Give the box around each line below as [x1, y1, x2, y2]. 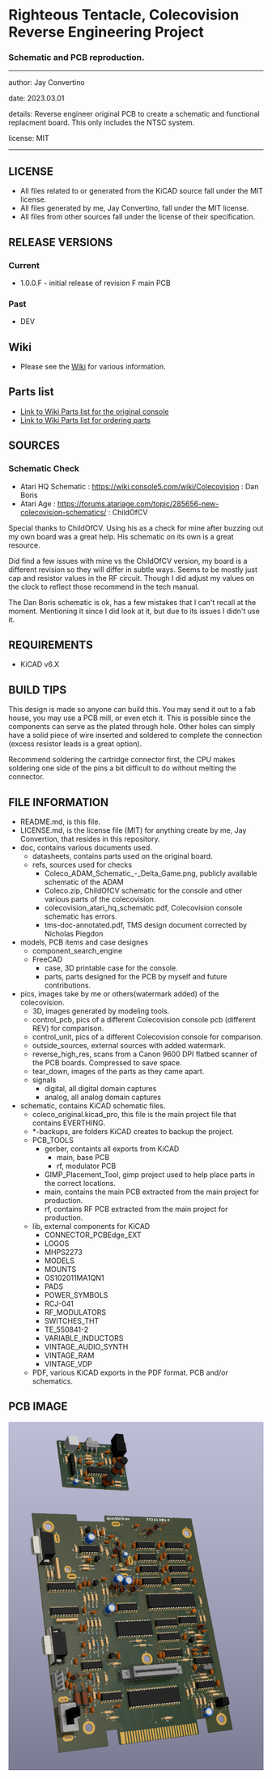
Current [8, 259, 40, 271]
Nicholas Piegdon [44, 929, 104, 939]
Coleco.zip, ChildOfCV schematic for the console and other [44, 885, 243, 896]
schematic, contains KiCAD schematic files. [19, 1101, 166, 1111]
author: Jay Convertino [8, 78, 85, 87]
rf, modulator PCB [56, 1161, 117, 1171]
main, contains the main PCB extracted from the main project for [44, 1187, 259, 1197]
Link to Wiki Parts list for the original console [19, 407, 169, 416]
